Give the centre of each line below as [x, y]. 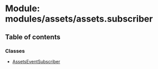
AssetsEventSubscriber [36, 61]
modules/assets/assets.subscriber [79, 19]
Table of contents [33, 37]
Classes [15, 51]
